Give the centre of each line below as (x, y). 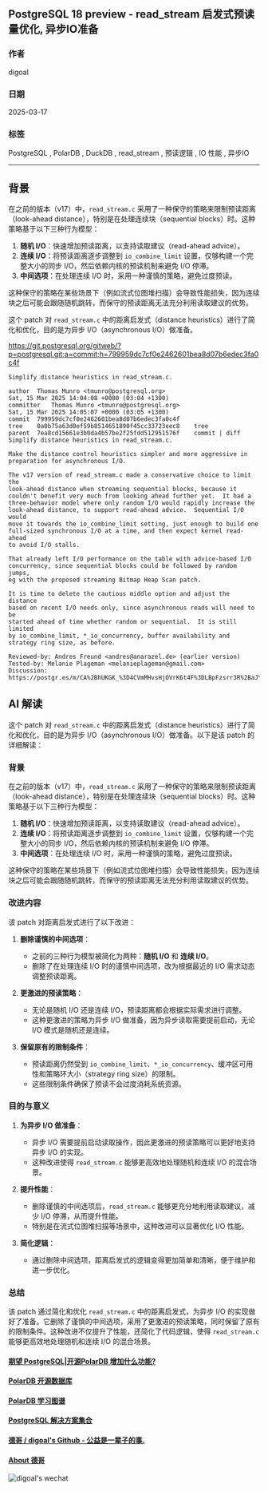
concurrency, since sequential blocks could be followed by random (123, 566)
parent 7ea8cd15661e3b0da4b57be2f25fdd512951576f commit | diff (124, 434)
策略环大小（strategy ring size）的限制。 (113, 1073)
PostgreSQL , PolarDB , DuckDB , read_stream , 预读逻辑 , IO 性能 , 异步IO (129, 153)
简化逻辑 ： (37, 1243)
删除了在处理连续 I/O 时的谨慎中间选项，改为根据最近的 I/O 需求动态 (143, 966)
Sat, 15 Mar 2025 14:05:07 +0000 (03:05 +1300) (89, 412)
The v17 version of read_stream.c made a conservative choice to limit (130, 475)
